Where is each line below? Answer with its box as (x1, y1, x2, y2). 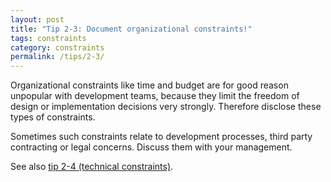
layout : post (10, 14, 65, 25)
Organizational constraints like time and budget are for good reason (10, 79, 289, 91)
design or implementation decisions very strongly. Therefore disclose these (10, 101, 322, 113)
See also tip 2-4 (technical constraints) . (10, 161, 174, 173)
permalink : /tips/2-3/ (10, 52, 105, 62)
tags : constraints (10, 33, 87, 43)
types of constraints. (10, 111, 96, 123)
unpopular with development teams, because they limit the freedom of (10, 90, 300, 102)
